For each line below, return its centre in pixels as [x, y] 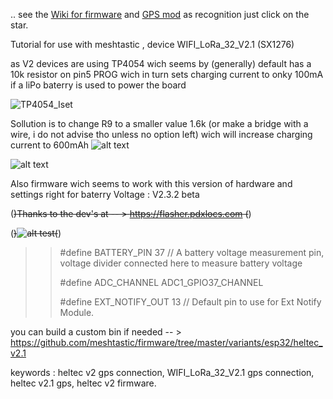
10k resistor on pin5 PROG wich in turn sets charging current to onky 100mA [167, 74]
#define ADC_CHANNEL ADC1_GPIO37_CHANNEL [161, 282]
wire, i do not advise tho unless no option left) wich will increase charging [161, 134]
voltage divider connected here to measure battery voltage [181, 263]
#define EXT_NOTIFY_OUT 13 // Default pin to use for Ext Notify [190, 302]
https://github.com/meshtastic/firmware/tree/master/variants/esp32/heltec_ [166, 342]
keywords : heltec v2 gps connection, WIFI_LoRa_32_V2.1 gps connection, [162, 372]
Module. [77, 312]
